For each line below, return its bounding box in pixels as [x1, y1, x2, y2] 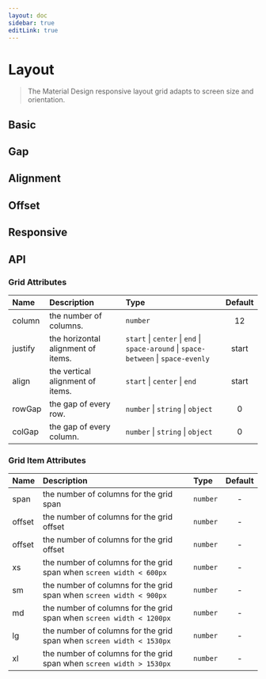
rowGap [12, 403, 42, 414]
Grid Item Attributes [8, 455, 86, 466]
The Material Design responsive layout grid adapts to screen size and [27, 86, 254, 96]
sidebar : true [8, 19, 55, 27]
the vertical [48, 365, 91, 376]
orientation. [27, 95, 66, 105]
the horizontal [48, 333, 101, 344]
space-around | [125, 342, 180, 353]
